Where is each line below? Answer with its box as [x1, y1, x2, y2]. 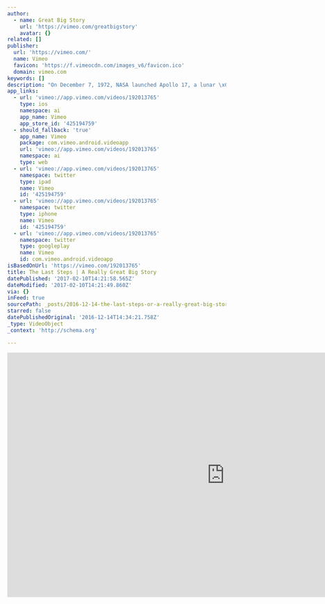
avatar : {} [19, 29, 51, 37]
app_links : [7, 88, 39, 95]
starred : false [7, 307, 51, 315]
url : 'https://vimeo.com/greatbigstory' [19, 23, 138, 30]
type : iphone [19, 211, 58, 218]
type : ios [19, 101, 49, 108]
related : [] [7, 36, 42, 43]
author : [7, 10, 30, 17]
